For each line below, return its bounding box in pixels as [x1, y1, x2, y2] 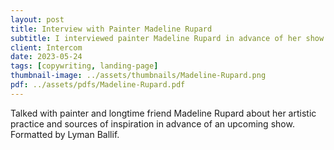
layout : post [10, 14, 65, 25]
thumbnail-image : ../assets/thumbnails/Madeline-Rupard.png [10, 71, 267, 81]
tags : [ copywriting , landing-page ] [10, 61, 159, 71]
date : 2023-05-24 [10, 52, 83, 62]
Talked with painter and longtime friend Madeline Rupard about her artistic [10, 107, 317, 119]
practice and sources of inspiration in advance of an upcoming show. [10, 117, 295, 130]
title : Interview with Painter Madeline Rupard [10, 24, 213, 34]
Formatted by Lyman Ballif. [10, 128, 120, 140]
